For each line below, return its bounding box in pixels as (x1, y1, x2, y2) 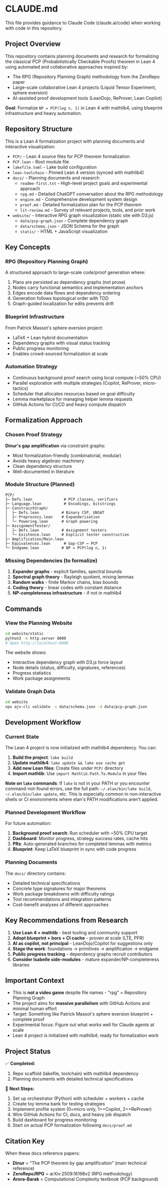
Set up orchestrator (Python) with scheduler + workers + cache (12, 1095, 144, 1102)
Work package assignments (12, 675, 70, 681)
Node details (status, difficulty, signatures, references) (12, 665, 126, 671)
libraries (12, 962, 30, 968)
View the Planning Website (5, 620, 72, 627)
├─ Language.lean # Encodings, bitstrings (5, 501, 116, 506)
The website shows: (5, 649, 47, 656)
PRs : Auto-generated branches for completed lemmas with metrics (12, 841, 152, 847)
